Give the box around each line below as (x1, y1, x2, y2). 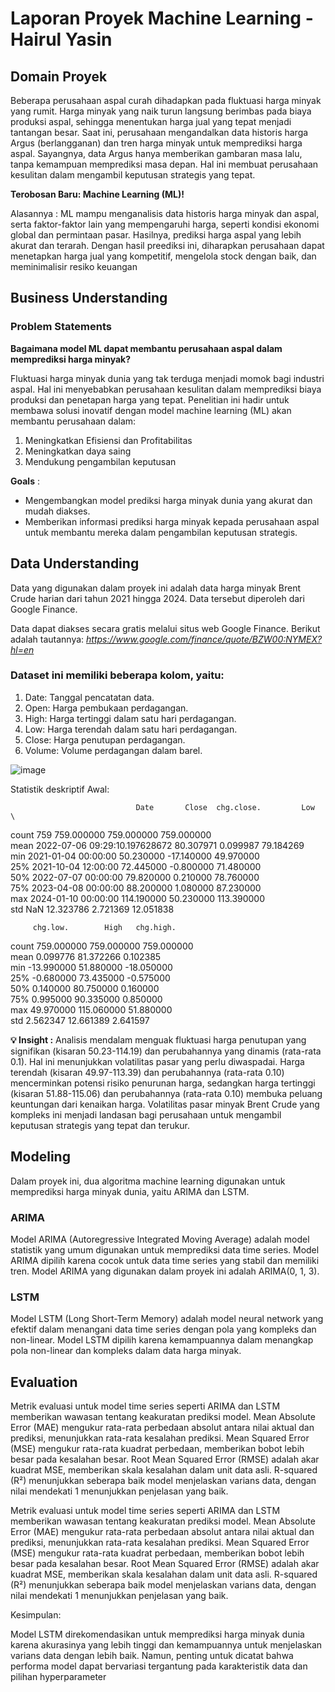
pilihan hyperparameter (10, 1671, 107, 1683)
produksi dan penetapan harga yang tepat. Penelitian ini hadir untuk (10, 393, 290, 406)
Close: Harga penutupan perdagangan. (24, 733, 186, 746)
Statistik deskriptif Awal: (10, 783, 110, 795)
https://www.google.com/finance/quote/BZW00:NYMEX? (86, 633, 323, 645)
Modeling (10, 1148, 71, 1166)
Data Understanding (10, 555, 140, 572)
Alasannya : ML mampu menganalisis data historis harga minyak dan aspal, (10, 208, 320, 219)
